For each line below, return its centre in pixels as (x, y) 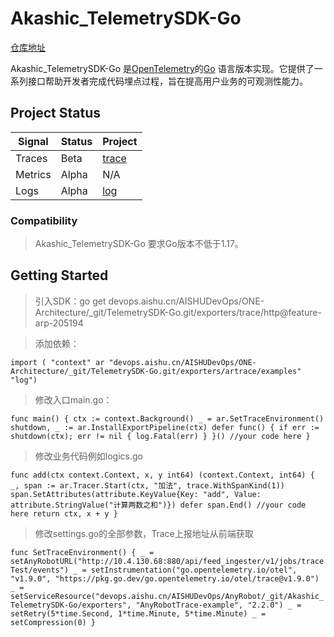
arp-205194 (59, 323)
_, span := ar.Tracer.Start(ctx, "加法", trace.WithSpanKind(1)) (147, 485)
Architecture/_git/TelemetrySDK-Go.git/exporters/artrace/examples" (156, 371)
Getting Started (59, 275)
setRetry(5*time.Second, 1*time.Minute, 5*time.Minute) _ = (138, 613)
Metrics (33, 174)
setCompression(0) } (53, 622)
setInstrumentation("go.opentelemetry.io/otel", (194, 570)
